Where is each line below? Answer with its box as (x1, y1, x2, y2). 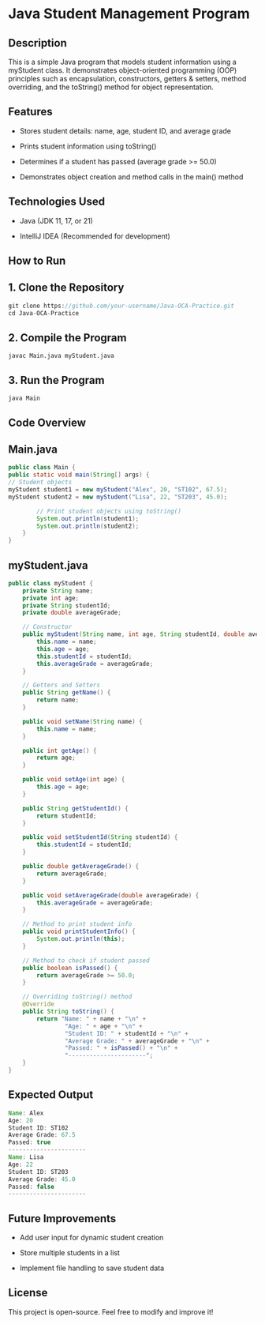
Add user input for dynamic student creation (19, 1233, 164, 1243)
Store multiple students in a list (19, 1248, 121, 1258)
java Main (8, 394, 41, 403)
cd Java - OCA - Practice (8, 309, 80, 317)
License (8, 1286, 48, 1300)
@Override (22, 1000, 55, 1008)
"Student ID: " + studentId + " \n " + (64, 1029, 189, 1037)
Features (8, 105, 53, 118)
